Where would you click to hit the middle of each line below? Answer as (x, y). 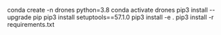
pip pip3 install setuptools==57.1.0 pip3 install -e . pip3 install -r (123, 17)
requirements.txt (31, 24)
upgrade (19, 17)
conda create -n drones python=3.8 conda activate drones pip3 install (108, 10)
